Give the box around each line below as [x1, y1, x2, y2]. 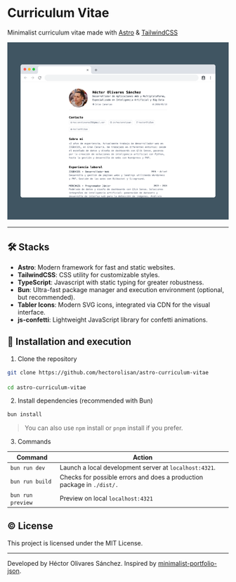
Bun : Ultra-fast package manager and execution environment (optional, [17, 285, 225, 293]
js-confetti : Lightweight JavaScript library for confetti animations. [17, 315, 209, 324]
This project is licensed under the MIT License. [7, 538, 143, 547]
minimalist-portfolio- [157, 559, 218, 567]
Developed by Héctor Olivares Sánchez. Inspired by [7, 559, 157, 567]
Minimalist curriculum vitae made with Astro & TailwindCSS [7, 28, 178, 37]
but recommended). [17, 293, 76, 301]
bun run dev [10, 464, 46, 472]
